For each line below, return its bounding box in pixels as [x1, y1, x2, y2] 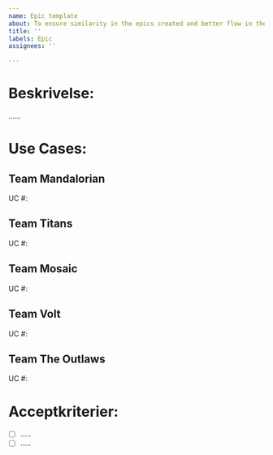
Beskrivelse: [8, 84, 95, 102]
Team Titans [8, 217, 73, 231]
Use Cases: [8, 140, 87, 158]
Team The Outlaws [8, 352, 106, 366]
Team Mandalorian [8, 171, 106, 185]
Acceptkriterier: [8, 402, 119, 421]
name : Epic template [8, 11, 79, 20]
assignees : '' [8, 42, 57, 50]
